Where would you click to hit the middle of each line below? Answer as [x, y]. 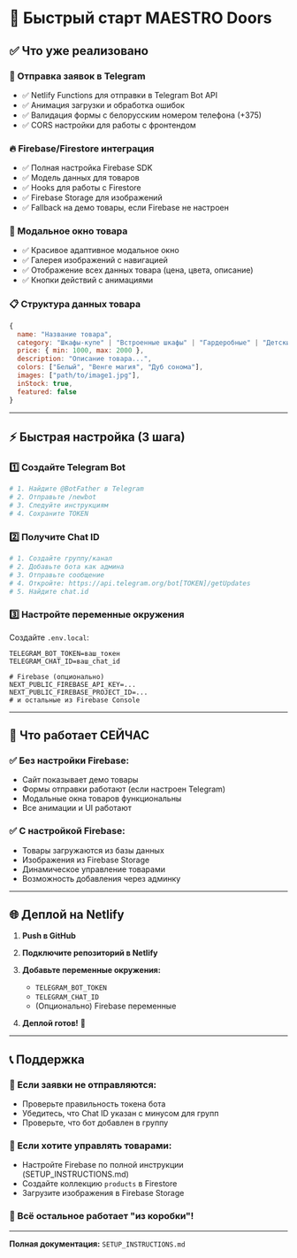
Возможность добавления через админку [101, 878]
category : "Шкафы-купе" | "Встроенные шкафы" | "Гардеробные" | [138, 343]
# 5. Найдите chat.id [49, 591]
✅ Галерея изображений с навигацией [95, 260]
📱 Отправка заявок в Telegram [77, 76]
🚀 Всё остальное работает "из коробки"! [102, 1216]
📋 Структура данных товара [75, 305]
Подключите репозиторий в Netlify [90, 953]
